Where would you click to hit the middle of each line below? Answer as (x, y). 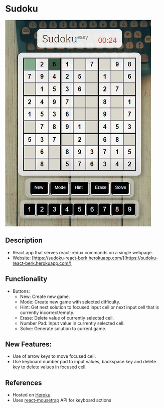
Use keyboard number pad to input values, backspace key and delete (84, 362)
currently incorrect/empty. (47, 313)
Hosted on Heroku (31, 395)
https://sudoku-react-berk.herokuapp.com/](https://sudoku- (96, 258)
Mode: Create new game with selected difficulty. (70, 301)
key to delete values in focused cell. (49, 367)
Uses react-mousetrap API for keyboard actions (62, 400)
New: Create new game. (45, 296)
